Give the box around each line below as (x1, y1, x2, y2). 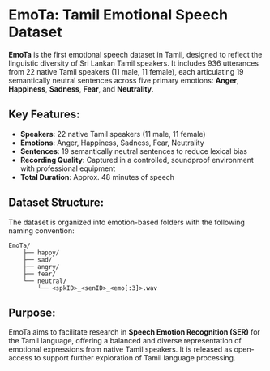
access (8, 353, 32, 363)
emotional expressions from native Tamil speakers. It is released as (8, 344, 233, 354)
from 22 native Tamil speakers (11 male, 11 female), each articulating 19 (8, 66, 245, 76)
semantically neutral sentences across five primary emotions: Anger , (8, 75, 239, 85)
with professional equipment (19, 164, 116, 173)
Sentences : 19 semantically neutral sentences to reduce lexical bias (19, 146, 248, 156)
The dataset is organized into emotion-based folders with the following (8, 217, 246, 227)
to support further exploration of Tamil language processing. (33, 353, 236, 363)
